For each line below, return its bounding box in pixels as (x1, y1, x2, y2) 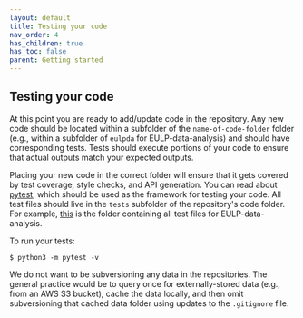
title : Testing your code (9, 22, 107, 31)
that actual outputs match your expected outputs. (9, 152, 194, 163)
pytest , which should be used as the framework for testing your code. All (9, 188, 282, 200)
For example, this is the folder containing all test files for (9, 208, 220, 219)
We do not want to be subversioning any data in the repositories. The (9, 269, 268, 280)
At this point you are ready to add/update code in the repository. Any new (9, 113, 284, 124)
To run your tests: (9, 235, 75, 246)
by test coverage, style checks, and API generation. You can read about (9, 179, 278, 190)
